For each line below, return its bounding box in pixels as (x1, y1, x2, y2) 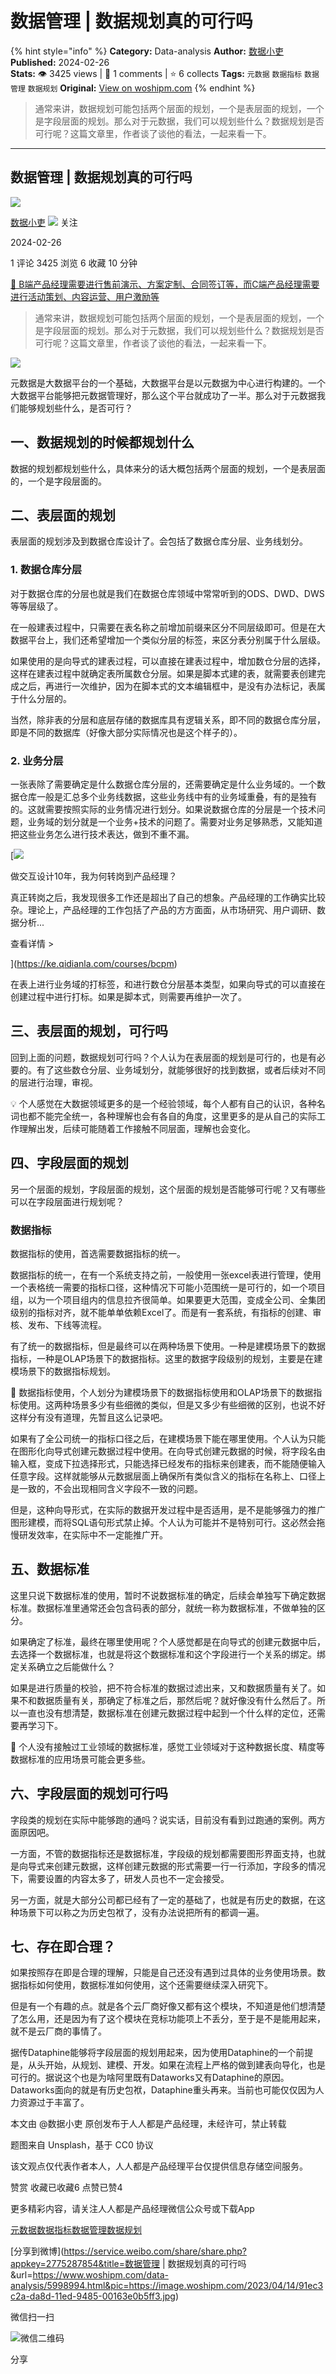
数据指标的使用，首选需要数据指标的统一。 (10, 1247, 186, 1259)
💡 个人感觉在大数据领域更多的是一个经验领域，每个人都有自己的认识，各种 (10, 1097, 317, 1109)
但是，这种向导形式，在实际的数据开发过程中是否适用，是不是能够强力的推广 (10, 1503, 326, 1516)
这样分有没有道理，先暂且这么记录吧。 (10, 1411, 168, 1423)
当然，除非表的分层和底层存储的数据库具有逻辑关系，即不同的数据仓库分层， (10, 713, 326, 726)
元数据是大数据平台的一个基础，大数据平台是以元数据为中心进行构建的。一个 (10, 377, 326, 389)
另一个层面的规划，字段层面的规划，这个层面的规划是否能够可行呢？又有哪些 (10, 1183, 326, 1195)
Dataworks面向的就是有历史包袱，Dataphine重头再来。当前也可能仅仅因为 (10, 2084, 316, 2096)
